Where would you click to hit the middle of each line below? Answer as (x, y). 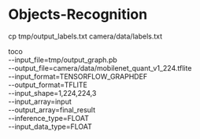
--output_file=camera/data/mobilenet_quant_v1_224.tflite (100, 68)
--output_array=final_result (52, 110)
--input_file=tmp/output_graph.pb (63, 60)
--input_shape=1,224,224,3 (52, 93)
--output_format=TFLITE (48, 85)
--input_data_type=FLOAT (50, 126)
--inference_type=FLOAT (48, 118)
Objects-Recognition (78, 15)
